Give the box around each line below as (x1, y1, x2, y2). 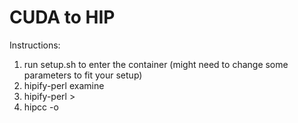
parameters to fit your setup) (23, 69, 143, 81)
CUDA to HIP (9, 6, 116, 29)
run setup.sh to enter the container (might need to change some (23, 58, 289, 70)
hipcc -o (23, 101, 59, 113)
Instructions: (9, 39, 61, 51)
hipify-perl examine (23, 79, 105, 91)
